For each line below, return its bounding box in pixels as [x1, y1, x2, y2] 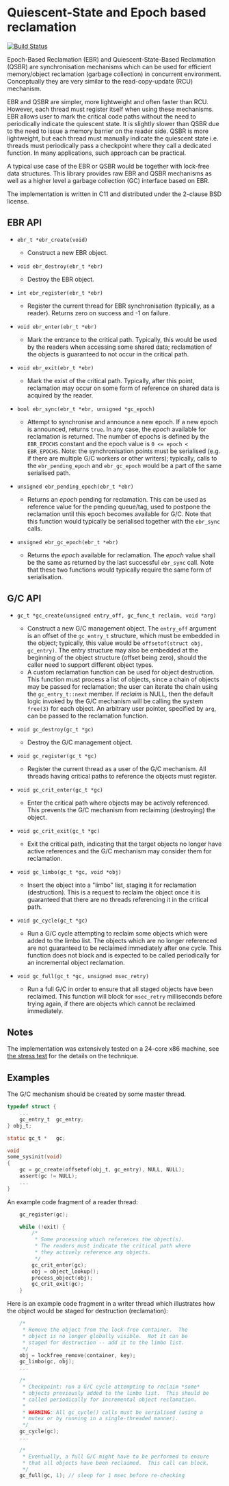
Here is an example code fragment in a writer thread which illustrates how [7, 1300, 215, 1308]
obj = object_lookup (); [31, 1268, 99, 1275]
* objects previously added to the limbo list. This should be [22, 1389, 210, 1396]
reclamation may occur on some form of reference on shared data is [27, 384, 220, 392]
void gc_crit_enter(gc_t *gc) [16, 786, 104, 793]
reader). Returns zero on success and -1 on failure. [27, 308, 171, 317]
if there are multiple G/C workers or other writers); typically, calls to [27, 454, 217, 462]
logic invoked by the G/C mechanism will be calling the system [27, 697, 204, 705]
